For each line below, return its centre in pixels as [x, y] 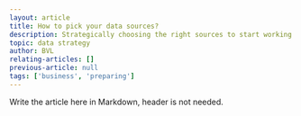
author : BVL [32, 51]
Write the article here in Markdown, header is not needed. [116, 102]
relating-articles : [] [52, 59]
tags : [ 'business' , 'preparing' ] [72, 76]
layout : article [40, 18]
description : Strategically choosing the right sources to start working [151, 34]
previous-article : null [54, 68]
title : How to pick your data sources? [84, 26]
